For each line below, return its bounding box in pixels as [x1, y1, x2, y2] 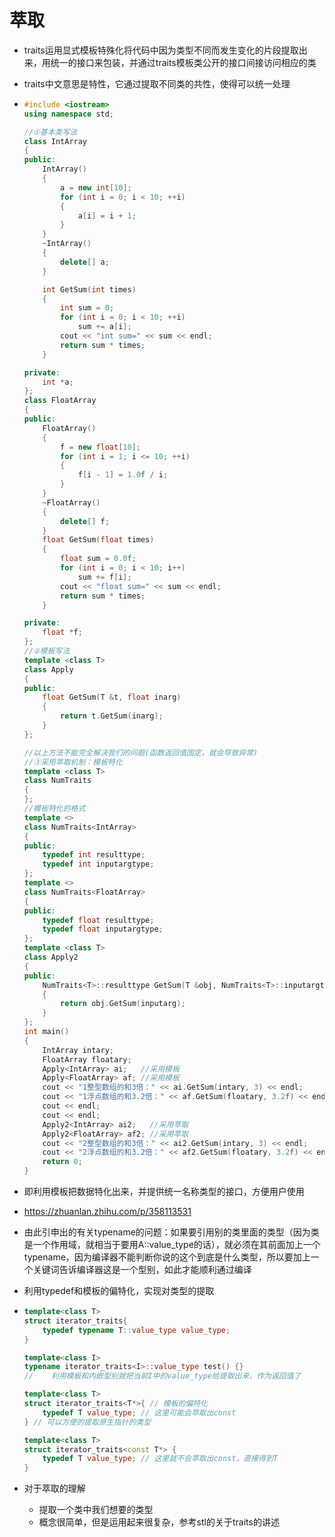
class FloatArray [23, 396, 97, 406]
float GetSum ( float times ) [42, 535, 155, 545]
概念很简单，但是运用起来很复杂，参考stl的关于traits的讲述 [38, 1516, 280, 1528]
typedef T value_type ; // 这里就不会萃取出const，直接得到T [42, 1454, 278, 1464]
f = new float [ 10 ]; [60, 442, 142, 452]
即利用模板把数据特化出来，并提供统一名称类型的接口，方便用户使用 [23, 1186, 305, 1198]
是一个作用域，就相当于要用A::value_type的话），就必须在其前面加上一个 [23, 1239, 321, 1251]
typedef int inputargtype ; [42, 859, 155, 870]
